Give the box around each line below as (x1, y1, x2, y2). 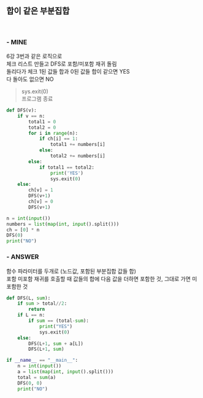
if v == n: (17, 113, 45, 119)
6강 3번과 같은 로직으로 (6, 53, 63, 60)
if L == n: (17, 312, 45, 318)
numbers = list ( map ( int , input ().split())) (6, 221, 120, 227)
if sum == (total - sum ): (28, 318, 89, 324)
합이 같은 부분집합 (6, 6, 70, 17)
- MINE (6, 37, 28, 46)
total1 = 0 (28, 118, 56, 124)
